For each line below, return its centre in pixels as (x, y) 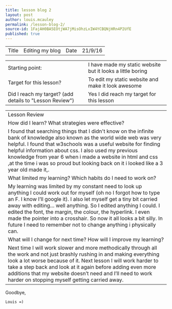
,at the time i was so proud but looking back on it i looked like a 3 (85, 163)
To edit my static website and (123, 79)
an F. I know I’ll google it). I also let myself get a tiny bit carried (83, 199)
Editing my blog (42, 50)
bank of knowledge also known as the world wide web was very (85, 138)
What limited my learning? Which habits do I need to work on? (82, 178)
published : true (23, 34)
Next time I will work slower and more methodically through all (82, 248)
